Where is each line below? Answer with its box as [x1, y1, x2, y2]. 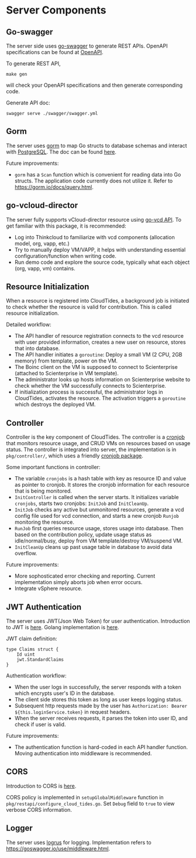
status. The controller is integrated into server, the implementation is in [6, 446, 177, 453]
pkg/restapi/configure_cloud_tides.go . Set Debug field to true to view [6, 800, 175, 807]
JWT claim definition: [6, 635, 57, 642]
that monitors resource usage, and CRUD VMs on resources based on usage [6, 440, 191, 447]
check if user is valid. [14, 721, 66, 728]
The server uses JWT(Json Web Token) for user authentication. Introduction [6, 618, 190, 625]
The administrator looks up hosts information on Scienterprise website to [14, 376, 191, 383]
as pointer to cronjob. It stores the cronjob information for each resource [14, 481, 190, 489]
